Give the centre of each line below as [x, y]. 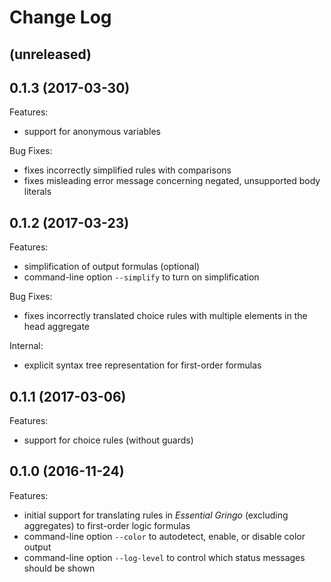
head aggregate [57, 327]
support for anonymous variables [92, 132]
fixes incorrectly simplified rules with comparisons [127, 170]
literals [37, 192]
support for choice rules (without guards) [108, 440]
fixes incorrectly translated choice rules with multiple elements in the [165, 316]
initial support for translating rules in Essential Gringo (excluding [156, 515]
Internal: [26, 346]
